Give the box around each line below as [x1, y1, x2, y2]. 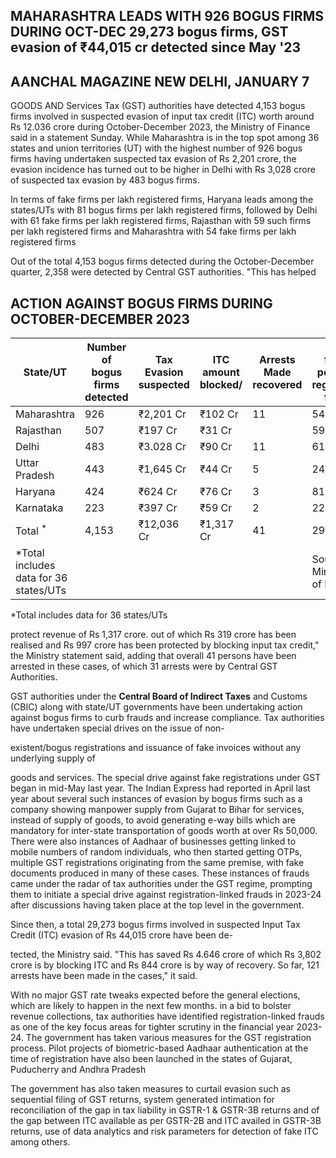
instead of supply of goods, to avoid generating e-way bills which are [10, 814, 296, 826]
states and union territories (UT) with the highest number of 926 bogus [10, 142, 303, 154]
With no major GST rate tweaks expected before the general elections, [10, 989, 301, 1001]
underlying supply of [10, 752, 96, 764]
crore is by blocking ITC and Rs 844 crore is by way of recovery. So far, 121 [10, 959, 320, 971]
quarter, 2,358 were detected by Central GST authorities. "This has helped [10, 266, 317, 278]
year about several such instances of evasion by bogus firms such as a [10, 793, 303, 805]
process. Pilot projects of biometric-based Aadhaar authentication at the [10, 1042, 309, 1054]
